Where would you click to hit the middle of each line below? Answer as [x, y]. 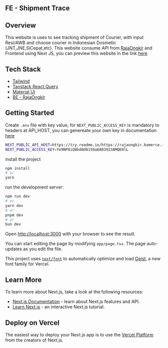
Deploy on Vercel [32, 323]
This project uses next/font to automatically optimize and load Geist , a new [83, 259]
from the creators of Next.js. [34, 340]
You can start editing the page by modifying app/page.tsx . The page [75, 244]
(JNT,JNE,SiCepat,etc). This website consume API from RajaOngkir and [79, 48]
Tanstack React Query [35, 87]
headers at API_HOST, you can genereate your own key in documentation [81, 130]
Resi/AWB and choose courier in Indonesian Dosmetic [61, 43]
